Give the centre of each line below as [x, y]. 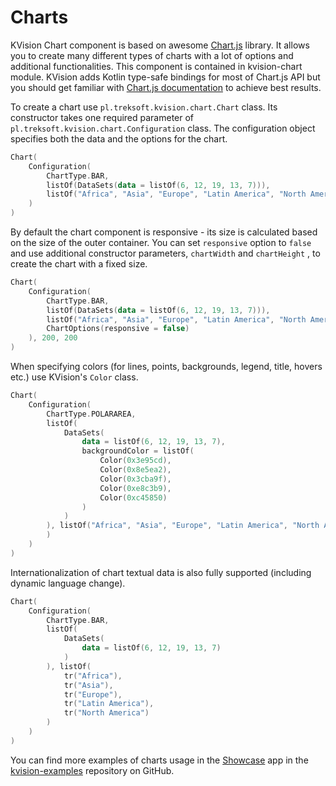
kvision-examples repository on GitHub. [92, 770]
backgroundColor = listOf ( [138, 451]
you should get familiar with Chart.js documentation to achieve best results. [166, 87]
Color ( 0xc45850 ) [133, 497]
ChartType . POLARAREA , [91, 414]
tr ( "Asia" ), [88, 685]
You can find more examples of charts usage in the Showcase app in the [159, 760]
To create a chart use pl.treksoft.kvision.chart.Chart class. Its [144, 107]
